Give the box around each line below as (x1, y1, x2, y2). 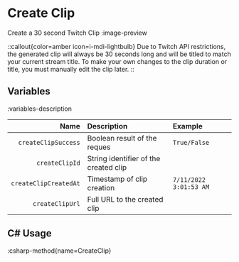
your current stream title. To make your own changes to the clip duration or (7, 57, 228, 65)
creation (87, 182, 115, 192)
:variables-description (7, 104, 73, 113)
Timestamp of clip (87, 174, 148, 184)
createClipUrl (33, 200, 80, 207)
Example (172, 121, 203, 131)
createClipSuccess (18, 138, 80, 146)
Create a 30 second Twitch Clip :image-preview (7, 28, 147, 37)
